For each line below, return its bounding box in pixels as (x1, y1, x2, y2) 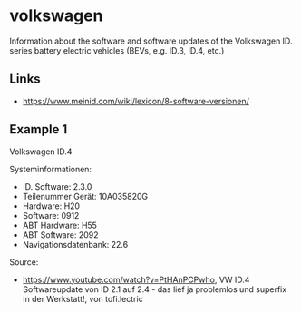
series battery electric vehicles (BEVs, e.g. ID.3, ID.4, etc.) (9, 44, 225, 55)
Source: (9, 256, 39, 268)
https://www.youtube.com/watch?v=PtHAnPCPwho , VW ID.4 (22, 274, 250, 285)
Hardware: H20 (22, 201, 80, 211)
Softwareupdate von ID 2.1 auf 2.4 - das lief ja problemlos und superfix (22, 283, 287, 295)
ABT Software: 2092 (22, 229, 99, 240)
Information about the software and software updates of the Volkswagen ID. (9, 35, 293, 46)
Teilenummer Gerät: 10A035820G (22, 191, 149, 201)
